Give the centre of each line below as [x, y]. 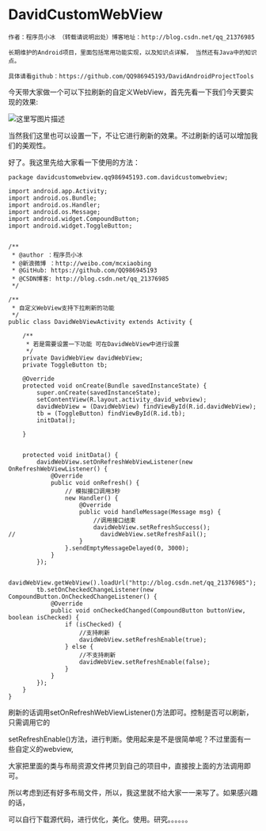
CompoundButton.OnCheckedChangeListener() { [83, 597]
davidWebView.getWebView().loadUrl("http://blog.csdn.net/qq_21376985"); [133, 583]
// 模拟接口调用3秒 [93, 491]
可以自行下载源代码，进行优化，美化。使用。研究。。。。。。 [100, 819]
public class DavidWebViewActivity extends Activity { [101, 322]
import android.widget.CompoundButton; [74, 219]
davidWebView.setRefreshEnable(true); [143, 639]
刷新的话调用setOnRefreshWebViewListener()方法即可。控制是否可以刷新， [131, 712]
